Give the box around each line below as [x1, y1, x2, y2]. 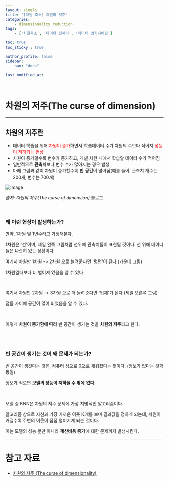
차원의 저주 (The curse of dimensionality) [12, 470, 97, 476]
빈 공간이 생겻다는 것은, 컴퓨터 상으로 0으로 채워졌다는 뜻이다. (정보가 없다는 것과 [5, 363, 164, 369]
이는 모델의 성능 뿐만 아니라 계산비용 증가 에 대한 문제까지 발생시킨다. [5, 428, 139, 434]
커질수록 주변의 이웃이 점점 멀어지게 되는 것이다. [5, 417, 100, 423]
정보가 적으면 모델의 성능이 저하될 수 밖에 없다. [5, 380, 96, 386]
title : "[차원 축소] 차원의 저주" [5, 12, 68, 17]
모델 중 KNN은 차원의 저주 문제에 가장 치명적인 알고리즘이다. [5, 400, 124, 406]
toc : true [5, 40, 26, 46]
